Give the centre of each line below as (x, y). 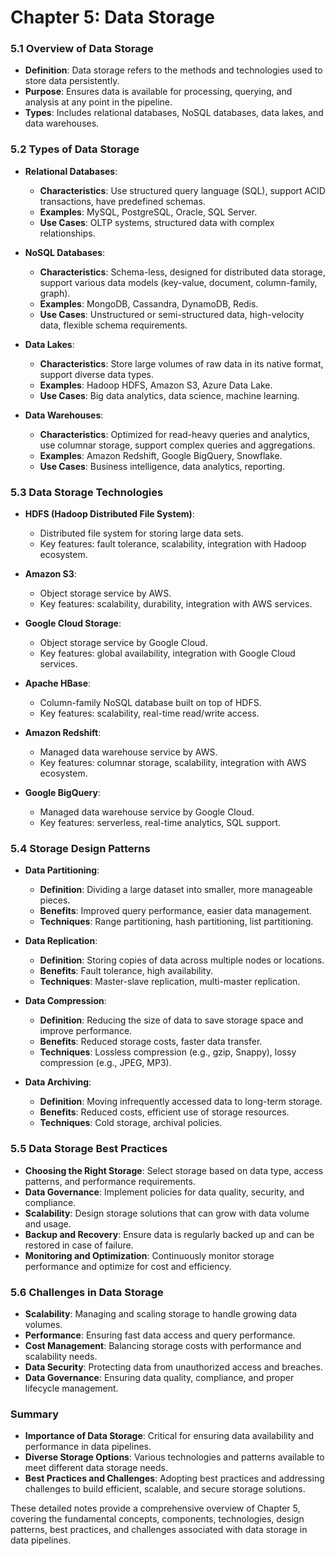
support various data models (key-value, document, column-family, (178, 282)
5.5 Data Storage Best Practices (89, 1149)
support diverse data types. (97, 374)
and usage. (48, 1223)
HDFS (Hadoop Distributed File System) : (109, 514)
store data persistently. (72, 81)
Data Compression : (65, 1001)
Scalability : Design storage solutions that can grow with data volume (167, 1213)
